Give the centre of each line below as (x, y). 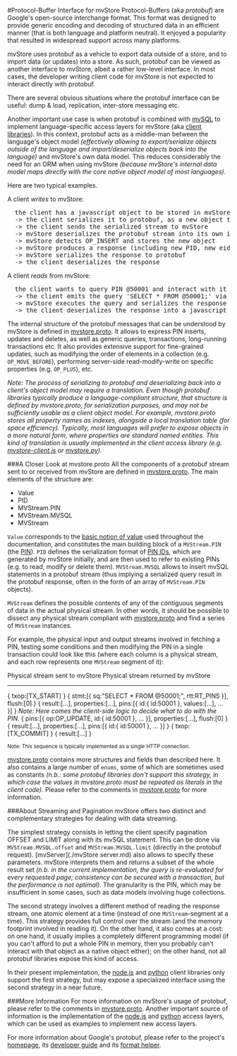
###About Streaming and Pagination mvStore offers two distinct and (107, 811)
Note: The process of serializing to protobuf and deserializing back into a (114, 383)
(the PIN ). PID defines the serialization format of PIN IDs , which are (104, 552)
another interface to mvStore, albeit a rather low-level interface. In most (111, 69)
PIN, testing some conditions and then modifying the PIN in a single (105, 647)
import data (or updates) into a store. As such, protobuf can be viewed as (114, 62)
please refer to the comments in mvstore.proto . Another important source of (118, 1009)
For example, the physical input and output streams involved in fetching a (114, 639)
